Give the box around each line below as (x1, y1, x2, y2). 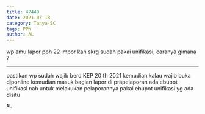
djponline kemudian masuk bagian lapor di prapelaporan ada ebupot (6, 78, 178, 85)
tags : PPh (6, 25, 32, 32)
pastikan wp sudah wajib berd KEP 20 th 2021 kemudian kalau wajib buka (6, 72, 191, 79)
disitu (6, 92, 20, 99)
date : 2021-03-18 (6, 15, 51, 21)
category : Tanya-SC (6, 20, 56, 26)
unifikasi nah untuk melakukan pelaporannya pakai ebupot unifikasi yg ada (6, 85, 194, 92)
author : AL (6, 32, 34, 38)
